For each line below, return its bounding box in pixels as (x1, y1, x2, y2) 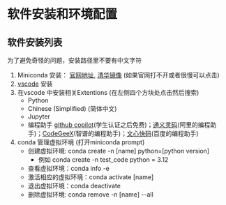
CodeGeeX (42, 130, 74, 137)
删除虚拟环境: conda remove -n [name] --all (27, 190, 153, 199)
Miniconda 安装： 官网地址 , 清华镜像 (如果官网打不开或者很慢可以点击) (17, 71, 220, 79)
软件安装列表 (7, 36, 63, 48)
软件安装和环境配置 (7, 6, 118, 22)
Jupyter (27, 112, 51, 121)
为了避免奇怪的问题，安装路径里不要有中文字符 (7, 56, 142, 64)
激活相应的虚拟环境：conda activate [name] (27, 173, 154, 181)
